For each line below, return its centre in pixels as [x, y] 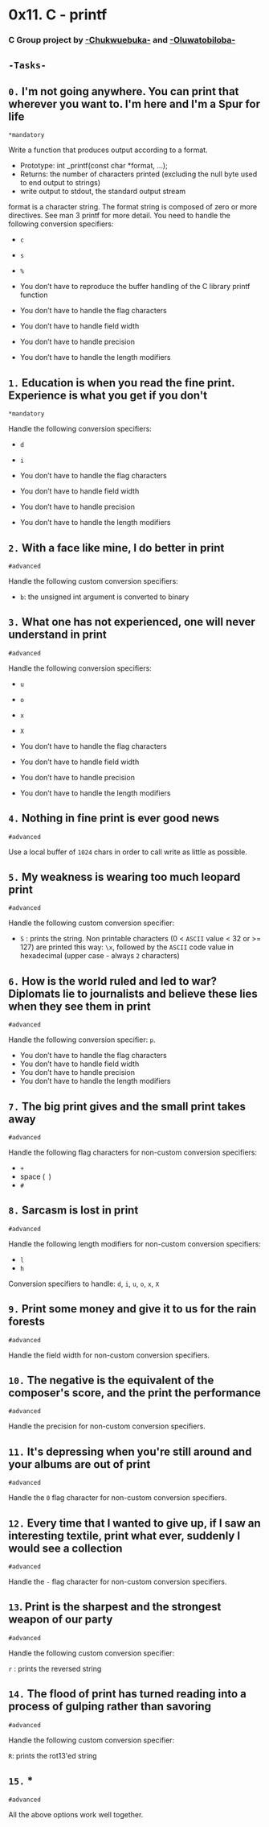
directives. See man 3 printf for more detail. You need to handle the [119, 216]
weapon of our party [61, 1620]
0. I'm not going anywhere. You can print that [124, 91]
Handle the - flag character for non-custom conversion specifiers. [118, 1582]
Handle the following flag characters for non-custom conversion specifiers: [132, 1152]
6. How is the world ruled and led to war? [113, 981]
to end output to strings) [60, 183]
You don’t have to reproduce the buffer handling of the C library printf [135, 287]
